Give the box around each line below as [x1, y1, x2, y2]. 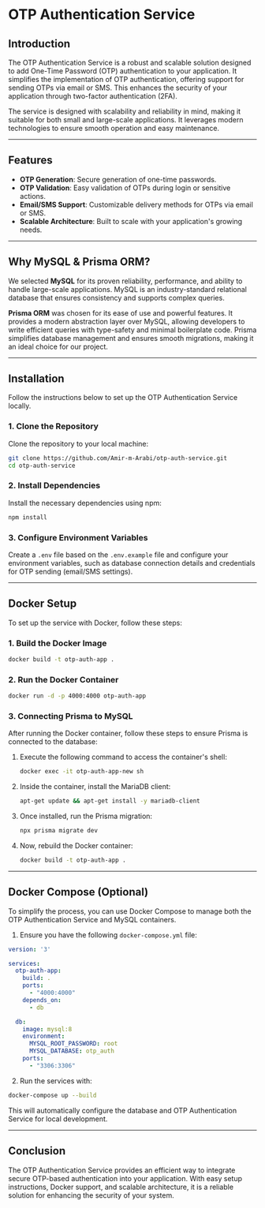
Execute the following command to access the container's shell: [19, 752, 227, 762]
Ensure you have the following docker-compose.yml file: [19, 929, 197, 940]
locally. [8, 401, 32, 411]
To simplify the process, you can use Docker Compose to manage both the [8, 906, 252, 916]
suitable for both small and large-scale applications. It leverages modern [8, 115, 244, 124]
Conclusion [8, 1144, 66, 1158]
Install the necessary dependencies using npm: [8, 498, 162, 507]
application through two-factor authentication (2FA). [8, 92, 177, 100]
